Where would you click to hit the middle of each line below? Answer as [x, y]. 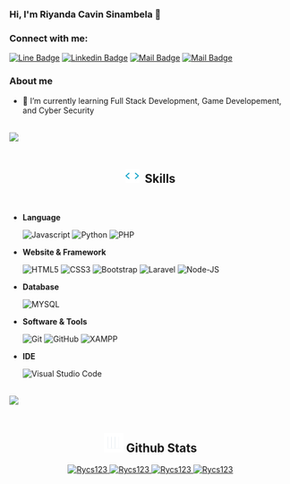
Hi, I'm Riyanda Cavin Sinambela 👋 [85, 14]
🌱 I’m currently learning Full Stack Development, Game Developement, [152, 100]
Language [41, 218]
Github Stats [162, 448]
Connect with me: [49, 38]
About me [31, 82]
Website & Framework [64, 252]
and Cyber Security [58, 110]
